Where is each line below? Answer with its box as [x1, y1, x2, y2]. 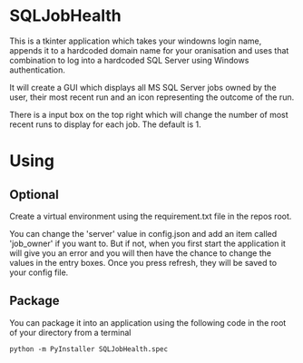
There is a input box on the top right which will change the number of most [9, 109, 288, 120]
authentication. [9, 64, 66, 75]
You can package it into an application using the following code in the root [9, 317, 287, 328]
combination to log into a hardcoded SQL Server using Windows [9, 54, 249, 65]
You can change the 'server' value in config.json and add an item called [9, 228, 278, 239]
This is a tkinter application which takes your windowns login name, [9, 35, 262, 46]
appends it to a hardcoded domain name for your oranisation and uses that [9, 44, 289, 55]
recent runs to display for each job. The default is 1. [9, 119, 201, 130]
